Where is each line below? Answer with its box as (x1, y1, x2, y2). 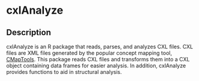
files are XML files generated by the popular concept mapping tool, (6, 49, 173, 57)
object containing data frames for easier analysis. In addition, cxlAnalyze (6, 62, 186, 69)
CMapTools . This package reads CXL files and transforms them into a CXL (6, 56, 190, 63)
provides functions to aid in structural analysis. (6, 68, 122, 75)
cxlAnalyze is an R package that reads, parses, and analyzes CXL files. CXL (6, 43, 194, 50)
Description (6, 27, 51, 38)
